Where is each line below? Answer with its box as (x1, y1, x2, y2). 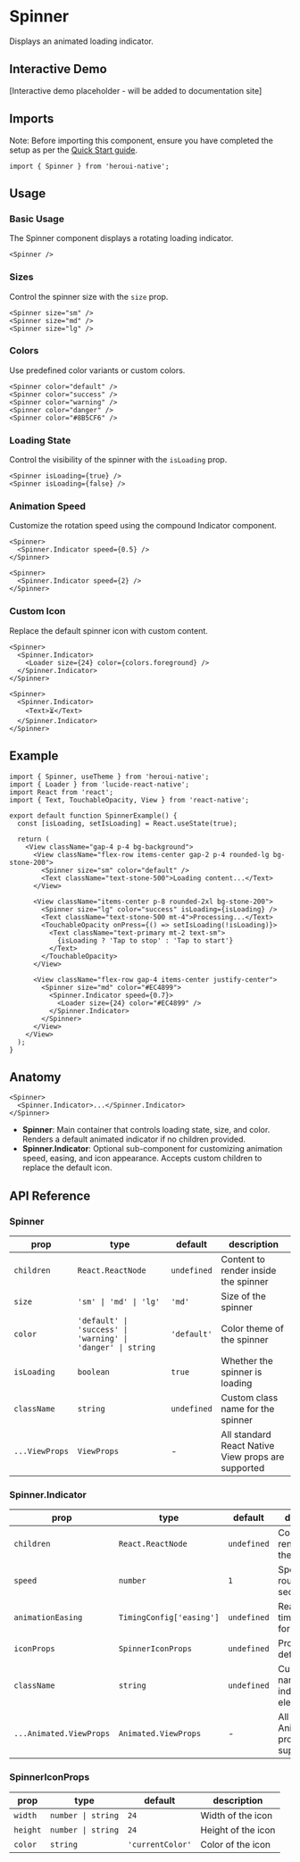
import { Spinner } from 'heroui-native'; (9, 162, 170, 170)
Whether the (221, 1355, 274, 1367)
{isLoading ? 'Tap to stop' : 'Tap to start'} (56, 935, 234, 945)
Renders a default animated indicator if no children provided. (21, 1134, 246, 1144)
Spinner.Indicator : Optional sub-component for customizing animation (21, 1143, 283, 1154)
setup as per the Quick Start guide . (9, 145, 138, 155)
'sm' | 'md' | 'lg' (77, 1297, 161, 1307)
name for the (221, 1403, 275, 1416)
